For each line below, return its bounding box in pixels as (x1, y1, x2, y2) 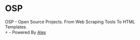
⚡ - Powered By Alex (5, 29, 47, 35)
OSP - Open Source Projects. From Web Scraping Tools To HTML (5, 19, 135, 25)
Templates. (5, 24, 28, 29)
